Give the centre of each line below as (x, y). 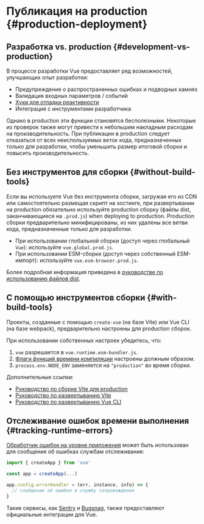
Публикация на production (77, 11)
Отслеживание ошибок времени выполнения (98, 421)
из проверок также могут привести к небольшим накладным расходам (100, 127)
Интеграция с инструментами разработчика (73, 109)
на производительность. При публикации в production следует (88, 133)
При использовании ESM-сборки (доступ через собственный (95, 253)
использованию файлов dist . (44, 278)
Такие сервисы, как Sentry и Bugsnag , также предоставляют (85, 508)
